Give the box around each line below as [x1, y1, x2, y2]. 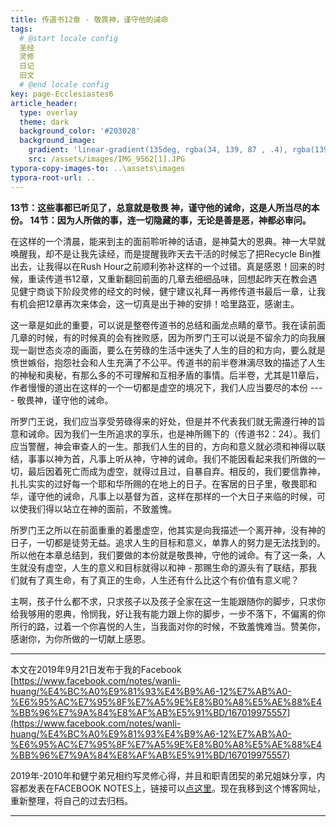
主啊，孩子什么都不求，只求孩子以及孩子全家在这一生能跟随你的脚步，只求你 [10, 595, 326, 607]
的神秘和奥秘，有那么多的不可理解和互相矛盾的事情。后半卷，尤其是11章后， [10, 369, 325, 381]
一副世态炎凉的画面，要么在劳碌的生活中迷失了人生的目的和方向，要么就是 [18, 344, 326, 356]
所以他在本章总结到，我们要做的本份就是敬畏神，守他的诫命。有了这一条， [10, 549, 317, 561]
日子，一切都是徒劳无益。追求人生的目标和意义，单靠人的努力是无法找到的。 [10, 536, 326, 548]
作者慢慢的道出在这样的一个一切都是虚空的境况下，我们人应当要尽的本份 [10, 381, 308, 393]
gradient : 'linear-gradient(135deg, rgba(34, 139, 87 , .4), [28, 145, 288, 155]
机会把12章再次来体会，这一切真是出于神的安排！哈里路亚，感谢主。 [18, 297, 300, 310]
